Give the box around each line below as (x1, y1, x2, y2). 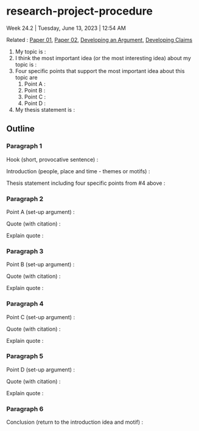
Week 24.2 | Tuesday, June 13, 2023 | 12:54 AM (6, 24, 126, 32)
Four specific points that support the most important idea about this (15, 67, 185, 74)
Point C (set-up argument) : (6, 313, 75, 320)
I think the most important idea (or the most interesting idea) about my (15, 54, 192, 61)
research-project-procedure (6, 4, 153, 18)
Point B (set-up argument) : (6, 261, 75, 268)
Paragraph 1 (6, 142, 43, 150)
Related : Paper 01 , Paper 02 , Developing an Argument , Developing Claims (6, 36, 193, 43)
